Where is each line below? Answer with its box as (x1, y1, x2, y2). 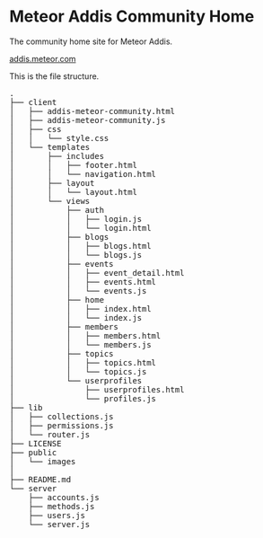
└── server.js (28, 519, 91, 529)
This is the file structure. (9, 70, 100, 82)
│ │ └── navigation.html (9, 169, 157, 179)
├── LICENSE (9, 438, 62, 448)
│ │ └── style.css (9, 133, 110, 143)
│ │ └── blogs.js (9, 250, 143, 260)
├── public (9, 447, 57, 457)
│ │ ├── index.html (9, 304, 152, 313)
